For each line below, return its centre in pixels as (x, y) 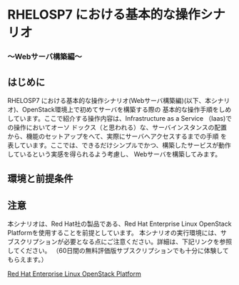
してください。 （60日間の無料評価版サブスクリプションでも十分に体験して (118, 251)
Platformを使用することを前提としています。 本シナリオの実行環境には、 (114, 233)
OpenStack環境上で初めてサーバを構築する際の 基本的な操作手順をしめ (127, 109)
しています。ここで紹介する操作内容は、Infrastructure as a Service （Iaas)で (119, 118)
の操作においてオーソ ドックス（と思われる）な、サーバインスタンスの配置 (117, 127)
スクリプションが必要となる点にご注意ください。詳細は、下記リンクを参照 (123, 242)
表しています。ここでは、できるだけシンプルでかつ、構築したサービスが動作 (119, 145)
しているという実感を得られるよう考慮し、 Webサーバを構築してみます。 (115, 154)
